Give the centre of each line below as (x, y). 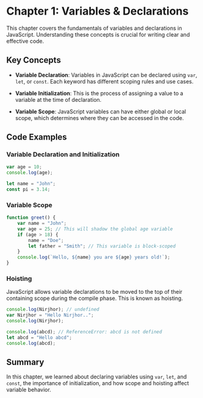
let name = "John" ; (31, 184)
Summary (25, 362)
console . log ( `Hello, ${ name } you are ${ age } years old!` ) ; (94, 257)
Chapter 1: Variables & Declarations (98, 11)
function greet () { (31, 218)
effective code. (25, 41)
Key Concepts (34, 60)
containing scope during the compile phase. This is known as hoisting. (95, 298)
